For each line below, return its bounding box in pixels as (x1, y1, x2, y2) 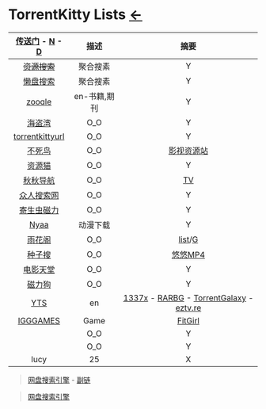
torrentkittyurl (13, 131, 65, 142)
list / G (178, 234, 199, 245)
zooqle (26, 96, 52, 107)
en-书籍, (74, 90, 107, 101)
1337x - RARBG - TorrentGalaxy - (123, 292, 254, 303)
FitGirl (177, 315, 200, 326)
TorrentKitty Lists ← (8, 6, 142, 24)
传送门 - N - (15, 36, 63, 47)
